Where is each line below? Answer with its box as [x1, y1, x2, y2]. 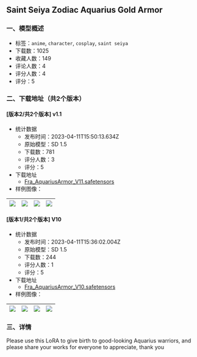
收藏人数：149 [15, 54, 52, 62]
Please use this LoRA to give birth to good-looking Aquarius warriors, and [6, 337, 192, 344]
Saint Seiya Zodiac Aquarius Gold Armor [6, 5, 163, 15]
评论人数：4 [15, 62, 46, 70]
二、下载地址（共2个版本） [6, 94, 85, 103]
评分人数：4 [15, 70, 46, 77]
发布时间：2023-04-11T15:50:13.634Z [24, 132, 120, 140]
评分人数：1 [24, 261, 54, 269]
